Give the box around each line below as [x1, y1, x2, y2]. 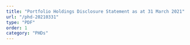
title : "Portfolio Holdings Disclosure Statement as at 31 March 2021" [6, 8, 185, 15]
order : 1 [6, 25, 28, 31]
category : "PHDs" [6, 30, 49, 36]
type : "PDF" [6, 19, 35, 25]
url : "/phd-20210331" [6, 14, 59, 20]
